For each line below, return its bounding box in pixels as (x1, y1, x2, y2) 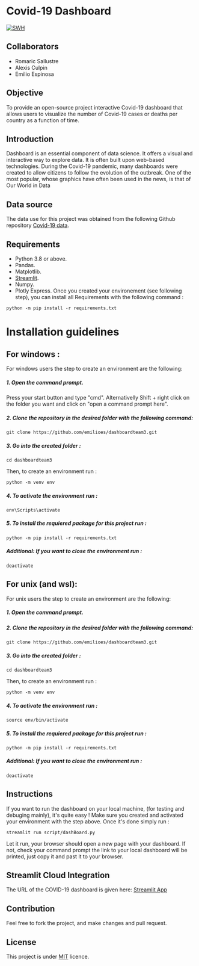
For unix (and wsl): (6, 579, 78, 589)
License (6, 937, 37, 947)
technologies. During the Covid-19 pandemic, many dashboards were (6, 163, 179, 170)
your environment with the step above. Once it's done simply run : (6, 817, 170, 825)
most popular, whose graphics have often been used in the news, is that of (6, 176, 191, 183)
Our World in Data (6, 182, 51, 189)
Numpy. (14, 281, 35, 288)
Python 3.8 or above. (14, 255, 67, 262)
